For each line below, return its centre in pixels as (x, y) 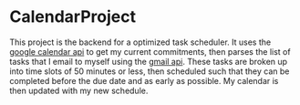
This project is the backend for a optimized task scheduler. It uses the (140, 42)
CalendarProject (73, 17)
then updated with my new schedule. (79, 90)
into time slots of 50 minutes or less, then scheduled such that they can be (150, 71)
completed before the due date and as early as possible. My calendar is (144, 80)
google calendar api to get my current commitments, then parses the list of (150, 51)
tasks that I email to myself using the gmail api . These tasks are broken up (149, 61)
